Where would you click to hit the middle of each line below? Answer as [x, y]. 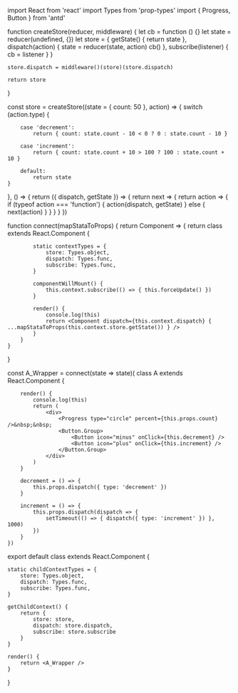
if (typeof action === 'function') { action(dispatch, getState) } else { [106, 204]
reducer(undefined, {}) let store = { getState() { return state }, [97, 39]
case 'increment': [47, 146]
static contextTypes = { [70, 246]
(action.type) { [29, 114]
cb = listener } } [30, 54]
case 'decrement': [47, 127]
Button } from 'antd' [36, 18]
